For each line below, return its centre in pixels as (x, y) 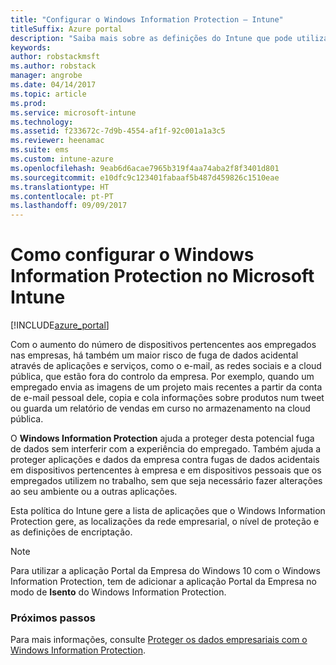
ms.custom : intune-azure (62, 159)
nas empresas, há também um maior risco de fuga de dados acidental (154, 355)
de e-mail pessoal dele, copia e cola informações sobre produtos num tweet (167, 398)
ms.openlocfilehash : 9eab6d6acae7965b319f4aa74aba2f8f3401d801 (145, 168)
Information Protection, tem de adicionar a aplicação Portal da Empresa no (163, 582)
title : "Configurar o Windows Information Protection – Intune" (147, 19)
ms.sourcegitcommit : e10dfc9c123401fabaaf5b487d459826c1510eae (145, 177)
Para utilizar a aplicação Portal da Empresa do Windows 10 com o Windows (165, 571)
